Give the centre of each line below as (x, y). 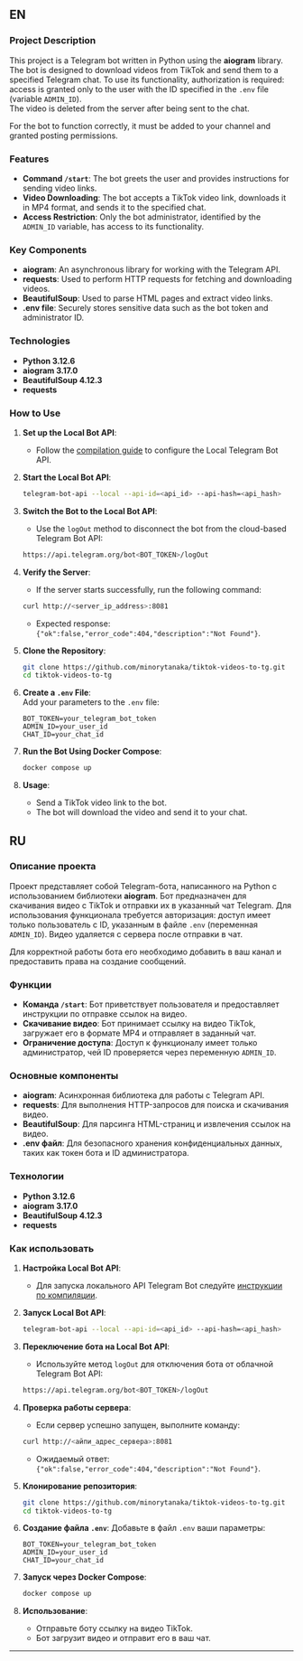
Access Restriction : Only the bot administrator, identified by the (142, 217)
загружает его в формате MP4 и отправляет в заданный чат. (139, 1033)
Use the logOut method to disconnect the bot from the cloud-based (161, 529)
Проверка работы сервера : (77, 1407)
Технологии (37, 1177)
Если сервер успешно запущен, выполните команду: (138, 1425)
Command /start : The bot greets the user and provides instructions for (156, 178)
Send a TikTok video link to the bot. (101, 802)
